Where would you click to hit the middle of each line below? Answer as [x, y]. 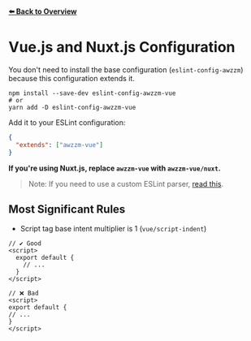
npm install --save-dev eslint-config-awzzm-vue [92, 93]
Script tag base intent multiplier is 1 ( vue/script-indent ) [113, 229]
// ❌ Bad [24, 294]
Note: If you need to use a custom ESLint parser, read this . [126, 183]
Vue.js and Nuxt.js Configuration [122, 47]
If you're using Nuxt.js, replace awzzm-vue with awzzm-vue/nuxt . [115, 168]
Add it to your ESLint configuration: [67, 122]
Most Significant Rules [67, 209]
